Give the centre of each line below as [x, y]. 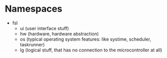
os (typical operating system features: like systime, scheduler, [86, 39]
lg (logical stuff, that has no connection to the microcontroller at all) [91, 50]
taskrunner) [32, 44]
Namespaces [34, 9]
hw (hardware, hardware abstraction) [59, 34]
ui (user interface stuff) [44, 28]
